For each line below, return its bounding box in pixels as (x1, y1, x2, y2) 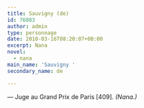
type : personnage (7, 29, 57, 36)
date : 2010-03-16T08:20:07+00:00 (7, 36, 103, 43)
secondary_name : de (7, 67, 63, 74)
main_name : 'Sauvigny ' (7, 61, 76, 68)
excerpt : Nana (7, 42, 48, 49)
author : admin (7, 23, 48, 30)
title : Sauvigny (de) (7, 10, 70, 17)
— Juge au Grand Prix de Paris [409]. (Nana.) (7, 92, 138, 100)
